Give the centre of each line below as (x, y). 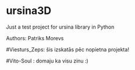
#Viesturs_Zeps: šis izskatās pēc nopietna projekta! (68, 49)
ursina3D (29, 11)
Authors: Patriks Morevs (35, 38)
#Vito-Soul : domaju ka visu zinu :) (47, 61)
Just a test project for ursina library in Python (60, 27)
